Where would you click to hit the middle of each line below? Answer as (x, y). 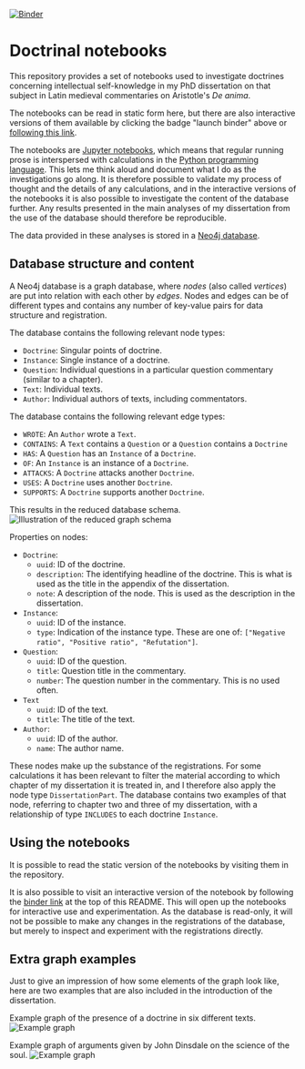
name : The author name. (80, 748)
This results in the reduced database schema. (95, 509)
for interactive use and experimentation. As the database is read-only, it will (151, 911)
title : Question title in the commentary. (111, 670)
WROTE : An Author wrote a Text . (79, 433)
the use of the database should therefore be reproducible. (118, 218)
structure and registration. (58, 315)
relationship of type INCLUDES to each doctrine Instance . (114, 814)
